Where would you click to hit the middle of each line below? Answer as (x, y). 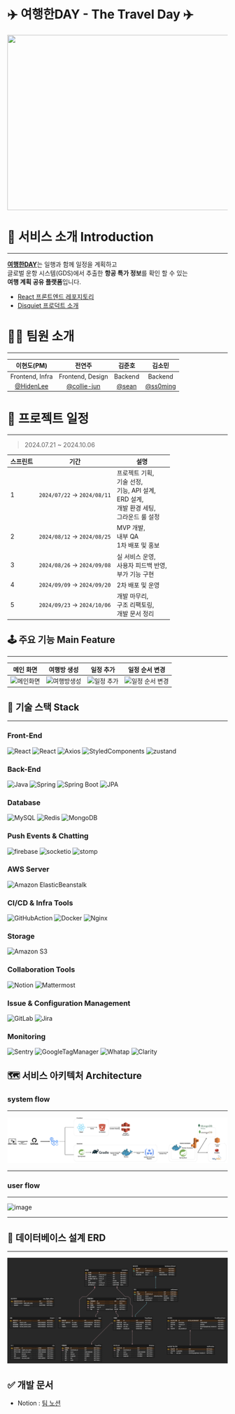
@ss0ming (161, 386)
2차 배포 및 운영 (138, 585)
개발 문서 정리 (135, 613)
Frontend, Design (83, 376)
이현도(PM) (31, 366)
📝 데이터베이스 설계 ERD (57, 1238)
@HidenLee (32, 386)
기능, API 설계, (136, 490)
